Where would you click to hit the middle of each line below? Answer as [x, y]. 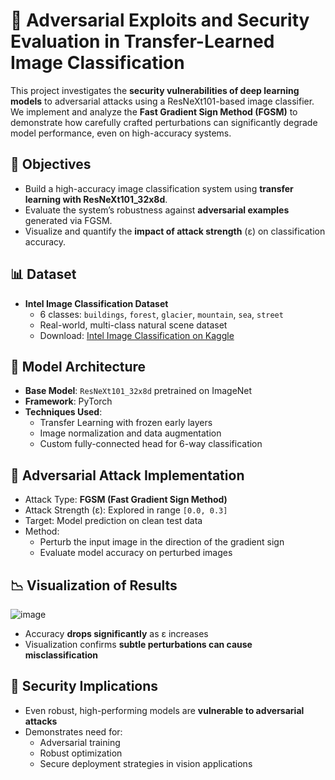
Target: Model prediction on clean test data [113, 521]
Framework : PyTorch [68, 401]
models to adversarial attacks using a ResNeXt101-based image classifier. [162, 101]
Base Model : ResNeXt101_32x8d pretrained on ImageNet [138, 391]
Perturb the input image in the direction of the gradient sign [162, 542]
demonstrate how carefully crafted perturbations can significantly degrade [164, 122]
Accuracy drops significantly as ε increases [116, 633]
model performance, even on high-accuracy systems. [121, 133]
